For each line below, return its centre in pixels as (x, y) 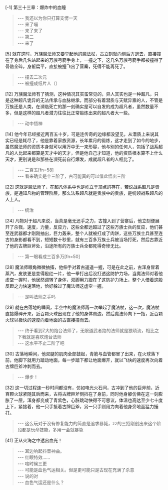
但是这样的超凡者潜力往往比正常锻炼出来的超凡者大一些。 (73, 113)
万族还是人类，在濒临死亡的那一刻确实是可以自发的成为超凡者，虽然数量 (79, 106)
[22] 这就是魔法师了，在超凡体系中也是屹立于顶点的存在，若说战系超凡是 (80, 187)
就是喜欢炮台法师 (44, 337)
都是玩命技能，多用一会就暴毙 (52, 430)
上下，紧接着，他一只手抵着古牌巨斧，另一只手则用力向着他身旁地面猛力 (79, 406)
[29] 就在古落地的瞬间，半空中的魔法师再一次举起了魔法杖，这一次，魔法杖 (82, 307)
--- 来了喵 (28, 24)
